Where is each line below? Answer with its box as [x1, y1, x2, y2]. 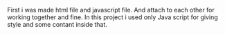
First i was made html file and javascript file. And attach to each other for [7, 6, 215, 14]
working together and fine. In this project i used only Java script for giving [7, 13, 218, 21]
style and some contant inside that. [7, 21, 107, 28]
